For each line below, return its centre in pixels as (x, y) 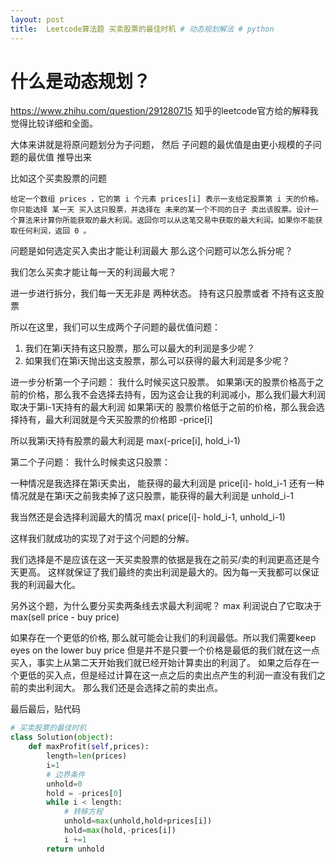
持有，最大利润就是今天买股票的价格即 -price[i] (115, 420)
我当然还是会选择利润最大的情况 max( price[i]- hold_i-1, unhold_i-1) (148, 517)
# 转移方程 (83, 812)
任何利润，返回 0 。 (54, 231)
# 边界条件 (66, 774)
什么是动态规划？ (81, 81)
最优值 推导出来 (59, 157)
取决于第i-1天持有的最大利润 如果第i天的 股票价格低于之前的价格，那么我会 (163, 407)
